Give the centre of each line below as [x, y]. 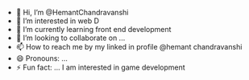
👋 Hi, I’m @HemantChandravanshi [72, 12]
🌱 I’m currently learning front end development [93, 29]
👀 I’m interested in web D [57, 21]
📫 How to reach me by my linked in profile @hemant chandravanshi [129, 47]
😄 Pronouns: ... [42, 58]
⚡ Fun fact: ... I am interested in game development [100, 67]
